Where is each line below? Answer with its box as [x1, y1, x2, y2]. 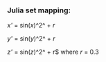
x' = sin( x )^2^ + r [7, 21, 55, 30]
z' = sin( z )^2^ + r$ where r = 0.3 [7, 48, 99, 56]
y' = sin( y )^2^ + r [7, 34, 55, 43]
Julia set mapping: [7, 6, 71, 15]
